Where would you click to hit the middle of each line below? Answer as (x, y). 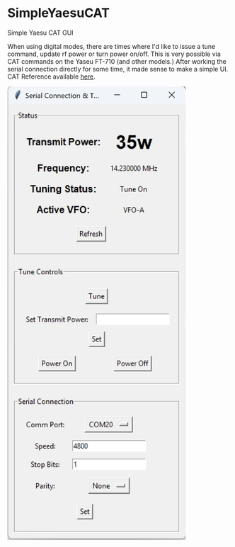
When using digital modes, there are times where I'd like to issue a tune (111, 46)
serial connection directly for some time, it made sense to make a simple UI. (118, 69)
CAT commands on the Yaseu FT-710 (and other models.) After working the (117, 61)
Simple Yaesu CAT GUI (40, 33)
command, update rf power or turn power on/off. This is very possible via (114, 54)
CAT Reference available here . (51, 77)
